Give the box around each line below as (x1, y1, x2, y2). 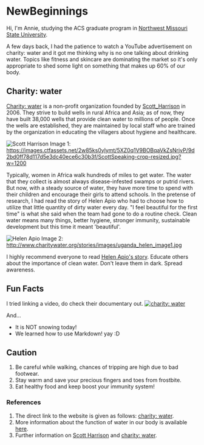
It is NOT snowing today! (15, 323, 77, 331)
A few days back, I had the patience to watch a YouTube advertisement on (6, 43, 192, 50)
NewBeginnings (6, 4, 89, 18)
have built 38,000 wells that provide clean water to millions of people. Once (6, 115, 195, 122)
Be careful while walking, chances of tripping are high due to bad (15, 363, 178, 371)
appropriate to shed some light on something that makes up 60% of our (6, 62, 186, 69)
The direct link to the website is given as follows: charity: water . (15, 412, 174, 419)
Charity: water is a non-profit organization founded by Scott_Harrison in (6, 102, 186, 110)
